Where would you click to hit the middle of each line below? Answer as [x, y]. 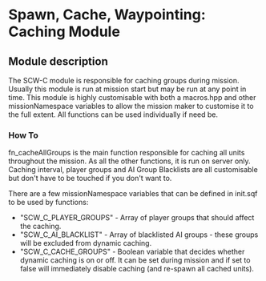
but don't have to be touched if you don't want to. [90, 179]
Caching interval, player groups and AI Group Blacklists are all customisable [133, 170]
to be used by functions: [48, 203]
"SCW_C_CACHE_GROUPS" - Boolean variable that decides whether [132, 252]
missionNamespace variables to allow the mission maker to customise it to [131, 106]
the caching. [40, 227]
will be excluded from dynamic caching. [86, 243]
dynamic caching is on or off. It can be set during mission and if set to [135, 260]
